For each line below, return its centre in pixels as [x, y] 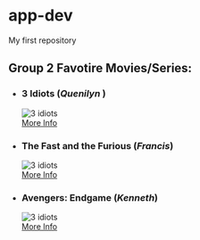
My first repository [42, 40]
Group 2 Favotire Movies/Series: [100, 68]
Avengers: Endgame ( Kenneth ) [89, 197]
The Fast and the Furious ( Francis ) [97, 145]
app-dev [41, 16]
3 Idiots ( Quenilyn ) [63, 94]
